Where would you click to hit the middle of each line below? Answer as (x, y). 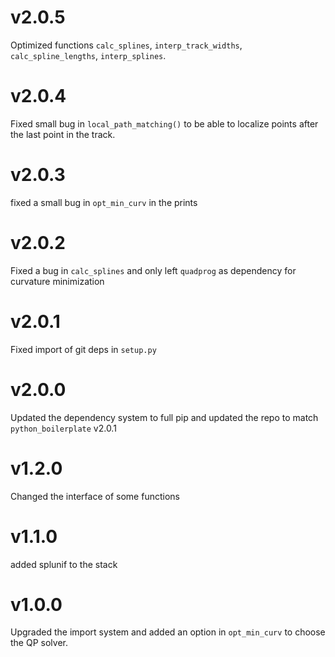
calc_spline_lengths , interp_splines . (88, 55)
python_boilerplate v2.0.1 (63, 428)
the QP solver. (39, 643)
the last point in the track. (63, 134)
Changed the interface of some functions (95, 496)
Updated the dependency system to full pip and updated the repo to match (164, 417)
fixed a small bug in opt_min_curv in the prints (104, 202)
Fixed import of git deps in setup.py (83, 349)
